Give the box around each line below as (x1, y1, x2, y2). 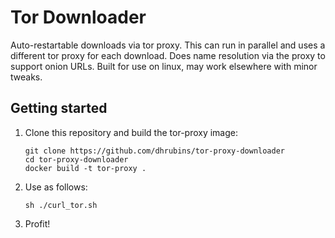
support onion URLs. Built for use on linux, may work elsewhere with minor (10, 60, 318, 72)
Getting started (10, 100, 108, 117)
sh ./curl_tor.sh (24, 200, 98, 210)
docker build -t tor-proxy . (24, 163, 147, 173)
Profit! (24, 217, 51, 230)
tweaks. (10, 71, 43, 83)
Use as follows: (24, 181, 88, 193)
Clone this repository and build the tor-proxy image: (24, 126, 239, 138)
